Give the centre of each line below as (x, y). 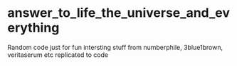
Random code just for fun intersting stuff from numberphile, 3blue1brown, (115, 47)
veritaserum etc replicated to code (58, 55)
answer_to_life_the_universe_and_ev (118, 13)
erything (33, 28)
